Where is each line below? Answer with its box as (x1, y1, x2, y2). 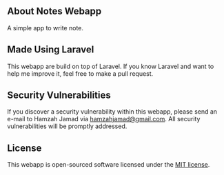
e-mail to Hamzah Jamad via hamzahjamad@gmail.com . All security (7, 115, 201, 123)
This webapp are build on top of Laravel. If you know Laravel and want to (7, 62, 214, 70)
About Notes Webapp (7, 6, 102, 17)
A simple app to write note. (7, 23, 84, 32)
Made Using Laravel (7, 44, 94, 56)
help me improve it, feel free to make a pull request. (7, 69, 154, 78)
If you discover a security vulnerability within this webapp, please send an (7, 107, 218, 116)
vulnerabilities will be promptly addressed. (7, 122, 128, 130)
